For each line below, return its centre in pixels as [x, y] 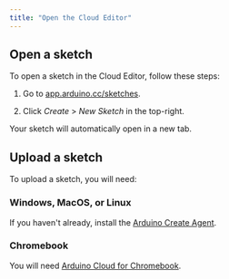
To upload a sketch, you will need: [73, 179]
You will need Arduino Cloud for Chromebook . [95, 265]
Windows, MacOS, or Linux [70, 203]
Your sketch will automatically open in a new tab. [101, 129]
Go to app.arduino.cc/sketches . [81, 94]
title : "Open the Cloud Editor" [70, 18]
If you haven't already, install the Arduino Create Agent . [113, 222]
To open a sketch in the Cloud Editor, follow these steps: [114, 76]
